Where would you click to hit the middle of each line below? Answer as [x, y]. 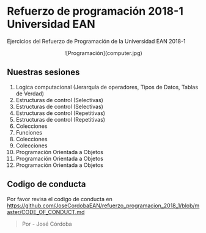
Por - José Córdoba [47, 224]
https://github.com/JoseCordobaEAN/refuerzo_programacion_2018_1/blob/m [103, 205]
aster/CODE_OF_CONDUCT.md [46, 212]
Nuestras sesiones [43, 72]
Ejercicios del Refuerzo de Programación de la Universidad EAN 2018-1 [96, 41]
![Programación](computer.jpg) [103, 53]
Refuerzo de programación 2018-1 [95, 11]
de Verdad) [30, 94]
